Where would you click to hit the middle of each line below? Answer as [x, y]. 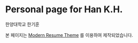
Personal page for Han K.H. [64, 9]
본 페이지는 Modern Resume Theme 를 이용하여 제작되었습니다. [69, 35]
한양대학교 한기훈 [22, 24]
